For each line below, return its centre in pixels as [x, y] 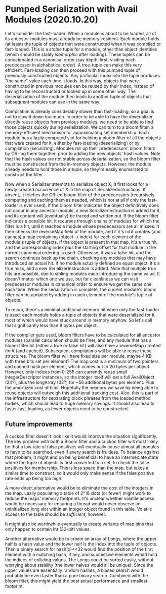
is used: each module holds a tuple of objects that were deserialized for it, [80, 315]
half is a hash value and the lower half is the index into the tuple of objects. [81, 544]
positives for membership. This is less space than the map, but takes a [77, 468]
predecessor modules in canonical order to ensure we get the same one [79, 284]
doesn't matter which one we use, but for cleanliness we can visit [72, 279]
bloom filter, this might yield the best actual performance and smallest [76, 581]
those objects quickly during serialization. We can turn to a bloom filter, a [80, 127]
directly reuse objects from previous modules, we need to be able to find [79, 122]
